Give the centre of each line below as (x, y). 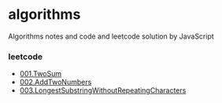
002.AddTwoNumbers (55, 82)
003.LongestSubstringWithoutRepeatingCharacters (103, 90)
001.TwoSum (41, 74)
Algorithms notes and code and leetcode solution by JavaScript (111, 36)
